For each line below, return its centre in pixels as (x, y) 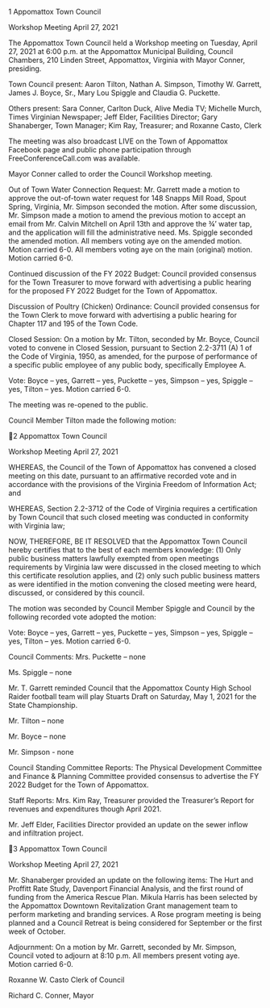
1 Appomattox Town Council (55, 12)
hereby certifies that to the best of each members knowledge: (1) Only (125, 550)
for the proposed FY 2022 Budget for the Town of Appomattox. (113, 291)
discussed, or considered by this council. (77, 593)
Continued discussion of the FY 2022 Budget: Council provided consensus (133, 274)
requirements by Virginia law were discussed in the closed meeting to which (135, 567)
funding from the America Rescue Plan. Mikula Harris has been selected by (133, 897)
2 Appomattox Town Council (60, 436)
